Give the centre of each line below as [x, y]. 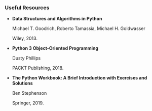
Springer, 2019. [28, 103]
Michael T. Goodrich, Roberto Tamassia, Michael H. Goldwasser [79, 29]
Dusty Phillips [26, 58]
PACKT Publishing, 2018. [38, 68]
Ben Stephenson [29, 93]
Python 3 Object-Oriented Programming [55, 48]
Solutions [23, 84]
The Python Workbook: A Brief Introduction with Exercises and [80, 78]
